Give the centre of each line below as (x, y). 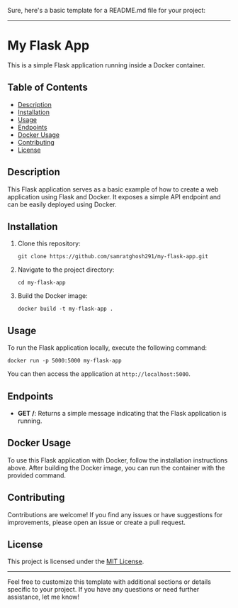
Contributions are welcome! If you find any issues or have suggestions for (115, 514)
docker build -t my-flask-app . (65, 309)
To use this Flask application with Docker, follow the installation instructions (118, 460)
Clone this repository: (49, 243)
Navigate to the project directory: (66, 270)
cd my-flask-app (41, 283)
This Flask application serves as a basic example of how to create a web (113, 189)
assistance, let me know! (44, 597)
